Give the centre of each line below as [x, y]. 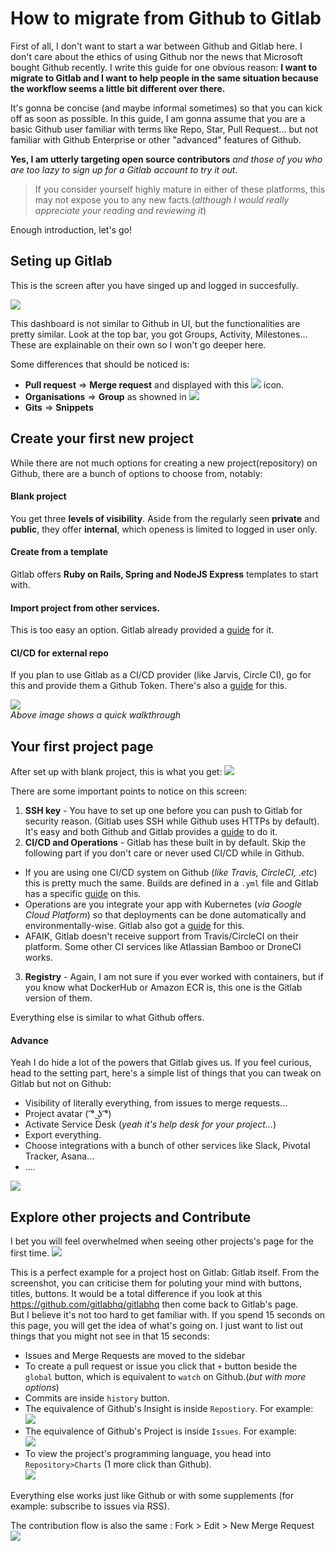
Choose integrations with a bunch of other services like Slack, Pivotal [167, 1146]
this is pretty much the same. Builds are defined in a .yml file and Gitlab [171, 883]
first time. [30, 1253]
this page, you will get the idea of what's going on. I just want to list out [157, 1326]
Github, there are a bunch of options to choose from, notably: [136, 473]
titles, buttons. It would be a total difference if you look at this [136, 1294]
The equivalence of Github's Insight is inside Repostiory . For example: [169, 1409]
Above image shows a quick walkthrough [96, 715]
